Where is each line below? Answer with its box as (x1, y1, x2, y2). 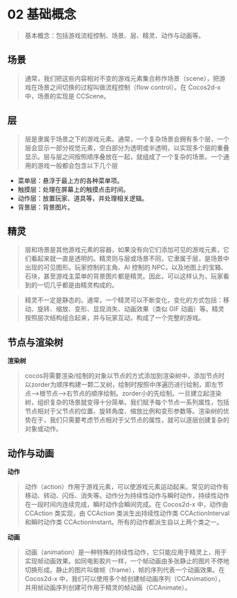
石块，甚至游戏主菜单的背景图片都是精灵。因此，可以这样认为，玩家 (24, 272, 224, 280)
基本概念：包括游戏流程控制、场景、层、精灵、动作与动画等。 (24, 31, 205, 40)
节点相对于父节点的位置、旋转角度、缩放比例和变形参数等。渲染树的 (24, 407, 224, 415)
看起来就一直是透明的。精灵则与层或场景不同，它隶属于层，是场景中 (30, 254, 230, 263)
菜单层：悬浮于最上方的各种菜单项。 (17, 176, 124, 185)
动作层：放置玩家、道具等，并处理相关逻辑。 (17, 194, 149, 202)
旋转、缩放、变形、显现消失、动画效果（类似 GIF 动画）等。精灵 (37, 305, 225, 314)
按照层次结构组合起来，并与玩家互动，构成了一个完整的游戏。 (24, 314, 205, 322)
